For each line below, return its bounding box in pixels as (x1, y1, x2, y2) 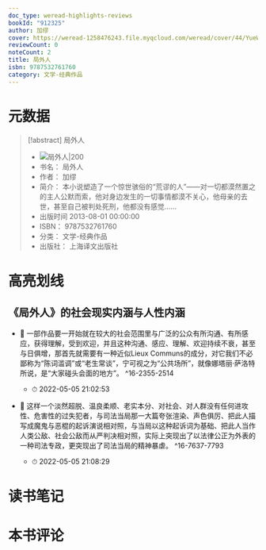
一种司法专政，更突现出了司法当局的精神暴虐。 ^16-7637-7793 (19, 440, 224, 450)
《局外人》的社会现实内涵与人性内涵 (8, 306, 185, 320)
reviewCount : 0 (8, 41, 59, 49)
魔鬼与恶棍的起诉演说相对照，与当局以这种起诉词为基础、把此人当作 (33, 421, 256, 430)
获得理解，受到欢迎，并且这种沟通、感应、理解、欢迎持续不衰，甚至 (33, 338, 256, 348)
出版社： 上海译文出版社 (39, 241, 119, 251)
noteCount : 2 (8, 48, 51, 56)
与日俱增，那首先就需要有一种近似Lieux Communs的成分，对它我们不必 (19, 348, 253, 358)
